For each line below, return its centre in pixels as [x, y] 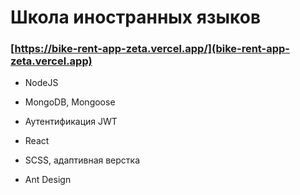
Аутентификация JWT [71, 122]
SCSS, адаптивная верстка [82, 160]
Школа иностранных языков [136, 17]
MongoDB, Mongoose [70, 102]
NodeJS [41, 83]
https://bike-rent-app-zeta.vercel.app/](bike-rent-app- [152, 49]
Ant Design [48, 180]
